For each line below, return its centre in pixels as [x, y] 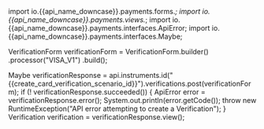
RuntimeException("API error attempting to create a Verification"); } [117, 109]
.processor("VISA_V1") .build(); [58, 60]
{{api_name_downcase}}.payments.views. [77, 20]
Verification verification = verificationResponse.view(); [97, 117]
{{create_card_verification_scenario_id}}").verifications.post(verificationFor [130, 83]
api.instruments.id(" [141, 75]
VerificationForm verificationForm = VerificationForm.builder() [108, 52]
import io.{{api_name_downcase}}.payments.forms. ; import [104, 11]
